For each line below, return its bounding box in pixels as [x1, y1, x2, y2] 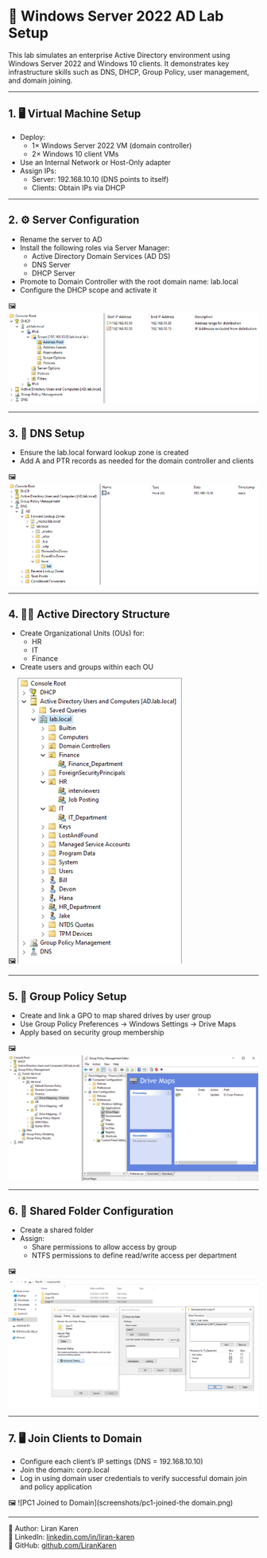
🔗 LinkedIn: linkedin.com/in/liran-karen [8, 1533, 135, 1542]
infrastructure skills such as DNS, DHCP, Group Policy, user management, [8, 67, 250, 76]
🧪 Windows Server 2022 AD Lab [8, 7, 224, 25]
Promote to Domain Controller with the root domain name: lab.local [19, 276, 238, 286]
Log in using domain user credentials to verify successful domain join [19, 1474, 248, 1483]
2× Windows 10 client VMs [31, 149, 119, 158]
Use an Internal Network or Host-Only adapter [19, 157, 172, 167]
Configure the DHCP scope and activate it [19, 285, 157, 295]
